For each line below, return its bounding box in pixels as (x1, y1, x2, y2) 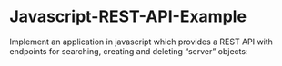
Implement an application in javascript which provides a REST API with (9, 36, 273, 47)
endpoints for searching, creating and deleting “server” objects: (9, 45, 248, 56)
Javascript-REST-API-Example (9, 6, 247, 27)
